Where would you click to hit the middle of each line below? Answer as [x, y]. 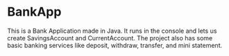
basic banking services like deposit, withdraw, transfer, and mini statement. [115, 45]
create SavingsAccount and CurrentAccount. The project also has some [110, 38]
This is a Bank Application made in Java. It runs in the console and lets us [112, 31]
